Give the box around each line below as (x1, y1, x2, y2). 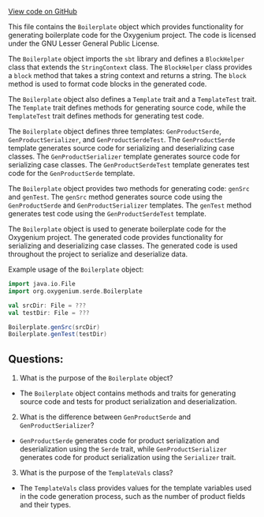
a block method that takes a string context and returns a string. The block (8, 71, 247, 80)
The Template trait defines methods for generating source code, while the (8, 103, 247, 112)
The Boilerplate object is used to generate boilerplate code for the (8, 224, 227, 234)
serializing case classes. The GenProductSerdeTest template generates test (8, 160, 250, 169)
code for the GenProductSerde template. (8, 169, 136, 178)
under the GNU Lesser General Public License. (8, 39, 160, 48)
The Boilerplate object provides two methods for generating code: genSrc (8, 184, 250, 193)
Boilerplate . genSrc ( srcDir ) (8, 323, 101, 331)
